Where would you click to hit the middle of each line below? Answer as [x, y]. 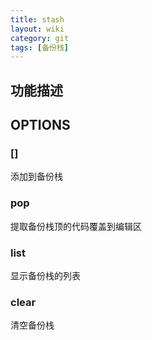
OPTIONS [40, 125]
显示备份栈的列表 [45, 275]
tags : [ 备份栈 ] [40, 47]
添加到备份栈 [36, 177]
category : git [40, 38]
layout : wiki [37, 29]
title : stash [37, 19]
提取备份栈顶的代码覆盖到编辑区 [76, 226]
